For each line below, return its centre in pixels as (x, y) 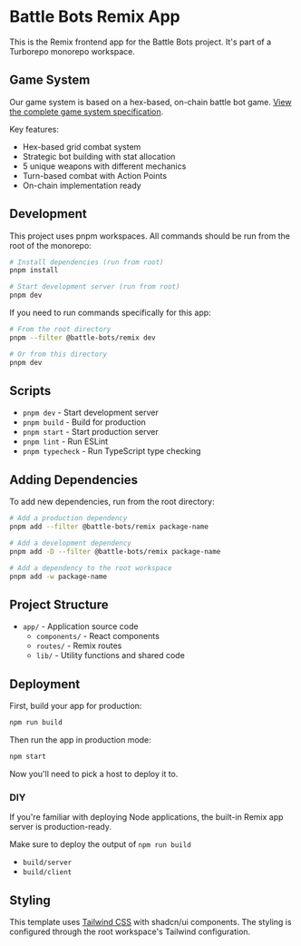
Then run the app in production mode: (80, 739)
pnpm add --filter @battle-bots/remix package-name (109, 527)
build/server (47, 863)
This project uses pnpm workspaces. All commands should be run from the (150, 236)
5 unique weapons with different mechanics (104, 166)
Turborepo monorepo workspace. (73, 51)
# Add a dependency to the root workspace (91, 568)
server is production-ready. (60, 827)
